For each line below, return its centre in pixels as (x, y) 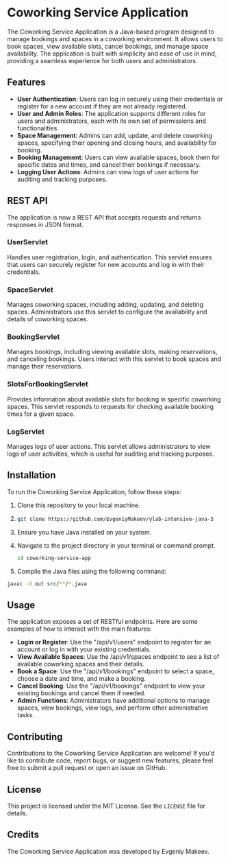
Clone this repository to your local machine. (78, 505)
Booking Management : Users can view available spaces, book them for (118, 157)
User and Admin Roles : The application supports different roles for (111, 113)
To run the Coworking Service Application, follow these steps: (94, 491)
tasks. (25, 715)
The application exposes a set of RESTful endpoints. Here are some (103, 622)
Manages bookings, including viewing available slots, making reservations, (112, 352)
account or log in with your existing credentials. (84, 649)
